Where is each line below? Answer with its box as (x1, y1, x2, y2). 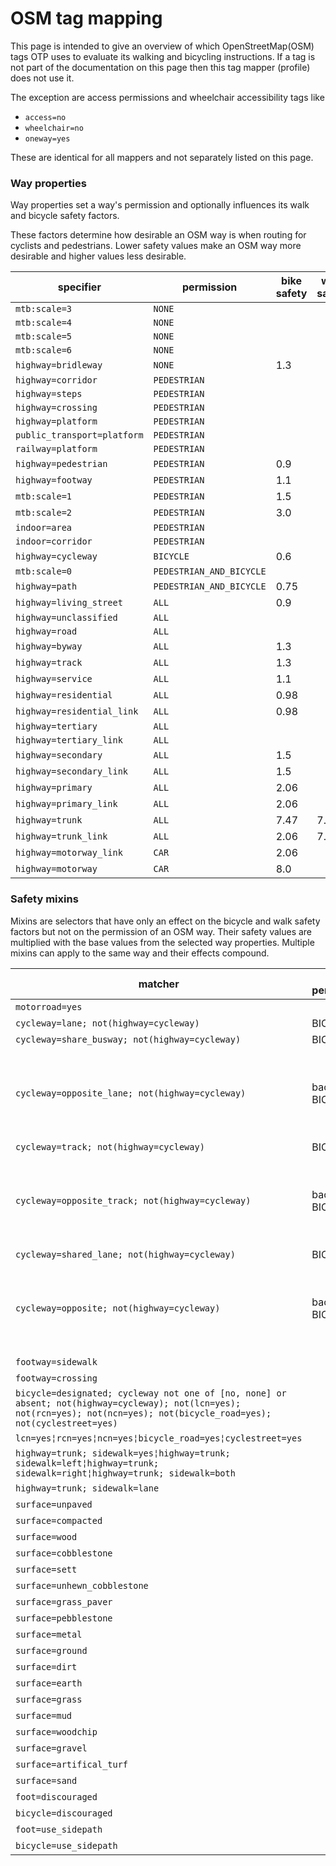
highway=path (15, 581, 78, 592)
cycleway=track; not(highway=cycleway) (15, 1141, 205, 1152)
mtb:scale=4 (15, 317, 73, 329)
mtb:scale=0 (15, 566, 73, 577)
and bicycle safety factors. (10, 210, 120, 222)
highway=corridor (15, 375, 98, 386)
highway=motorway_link (15, 847, 123, 859)
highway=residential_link (15, 706, 139, 717)
